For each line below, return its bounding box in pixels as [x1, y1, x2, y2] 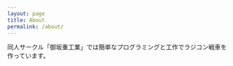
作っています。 [7, 51, 50, 60]
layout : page [7, 10, 45, 17]
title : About [7, 17, 45, 24]
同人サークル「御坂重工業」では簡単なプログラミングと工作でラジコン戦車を [7, 43, 227, 51]
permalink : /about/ [7, 23, 64, 30]
